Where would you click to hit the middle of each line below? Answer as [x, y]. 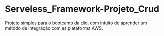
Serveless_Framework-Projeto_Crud [82, 9]
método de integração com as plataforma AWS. [54, 28]
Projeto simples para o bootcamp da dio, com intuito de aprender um [76, 23]
